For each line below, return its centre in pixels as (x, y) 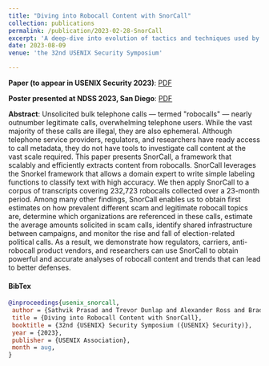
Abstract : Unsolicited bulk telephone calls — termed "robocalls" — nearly (130, 114)
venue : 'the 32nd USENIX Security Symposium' (85, 53)
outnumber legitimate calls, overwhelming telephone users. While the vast (130, 122)
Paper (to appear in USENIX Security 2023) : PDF (90, 83)
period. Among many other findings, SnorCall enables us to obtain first (124, 199)
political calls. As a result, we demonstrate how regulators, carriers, (119, 242)
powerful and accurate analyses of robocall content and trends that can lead (134, 259)
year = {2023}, (37, 333)
